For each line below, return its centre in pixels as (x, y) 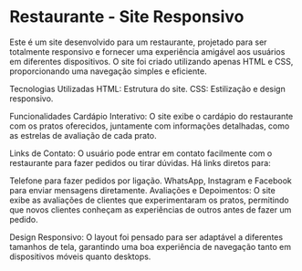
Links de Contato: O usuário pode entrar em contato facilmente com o (141, 153)
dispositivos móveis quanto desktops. (80, 256)
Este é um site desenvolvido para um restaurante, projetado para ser (138, 42)
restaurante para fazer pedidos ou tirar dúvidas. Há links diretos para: (140, 162)
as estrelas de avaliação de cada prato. (83, 135)
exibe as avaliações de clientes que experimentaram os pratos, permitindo (149, 200)
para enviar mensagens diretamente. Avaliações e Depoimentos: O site (142, 190)
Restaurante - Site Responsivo (127, 17)
